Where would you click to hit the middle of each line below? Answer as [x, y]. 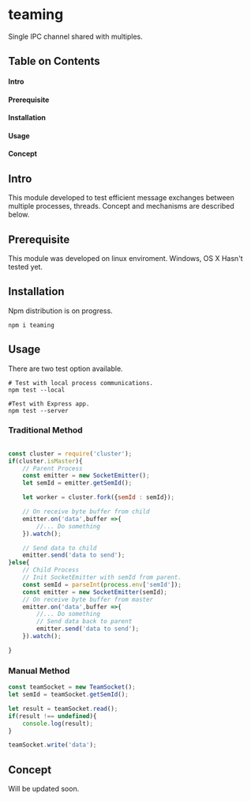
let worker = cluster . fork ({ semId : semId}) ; [99, 497]
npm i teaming [32, 325]
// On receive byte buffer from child [86, 512]
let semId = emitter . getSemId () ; [77, 483]
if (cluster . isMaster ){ [45, 461]
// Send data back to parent [84, 622]
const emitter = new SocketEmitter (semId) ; [95, 592]
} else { [19, 563]
